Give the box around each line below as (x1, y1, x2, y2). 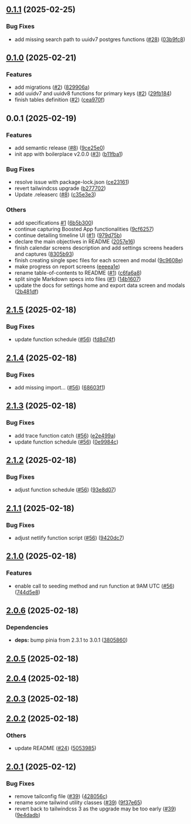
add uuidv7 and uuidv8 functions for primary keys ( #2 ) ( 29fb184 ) (14, 90, 172, 97)
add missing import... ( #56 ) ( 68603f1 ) (14, 384, 105, 391)
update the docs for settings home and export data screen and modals (14, 282, 186, 289)
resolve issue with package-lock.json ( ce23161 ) (14, 179, 129, 186)
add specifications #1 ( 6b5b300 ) (14, 219, 94, 226)
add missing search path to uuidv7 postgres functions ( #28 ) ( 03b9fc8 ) (14, 35, 186, 43)
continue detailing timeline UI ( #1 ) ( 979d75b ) (14, 232, 122, 239)
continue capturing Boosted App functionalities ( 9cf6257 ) (14, 225, 154, 232)
